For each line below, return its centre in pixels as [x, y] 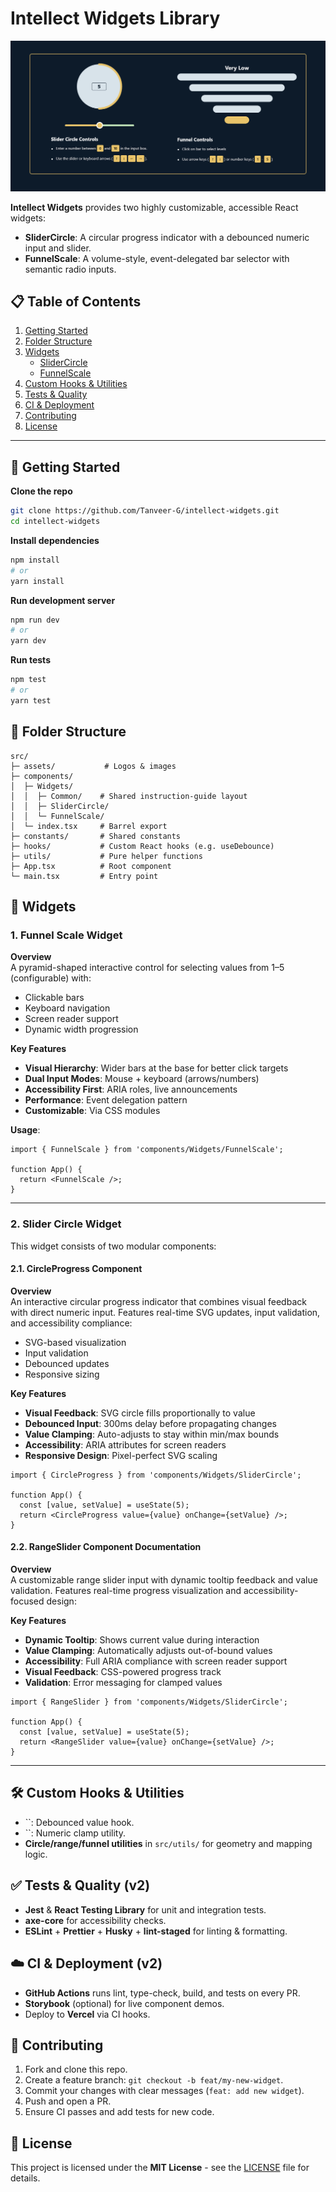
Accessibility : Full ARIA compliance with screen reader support [156, 1661]
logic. [36, 1854]
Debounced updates [67, 1363]
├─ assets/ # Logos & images [93, 766]
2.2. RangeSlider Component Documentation [106, 1547]
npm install [35, 560]
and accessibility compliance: [71, 1323]
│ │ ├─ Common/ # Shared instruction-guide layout [129, 796]
